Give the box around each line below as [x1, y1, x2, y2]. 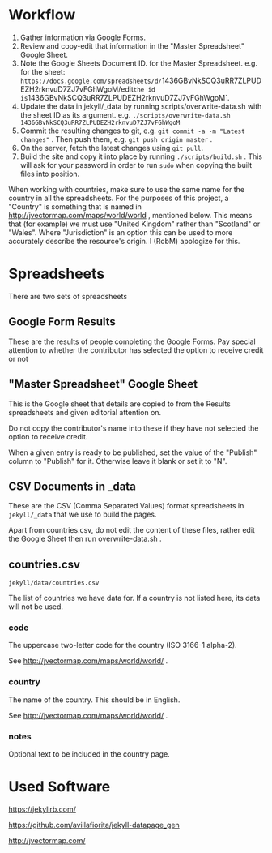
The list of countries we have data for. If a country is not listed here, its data [8, 594, 261, 603]
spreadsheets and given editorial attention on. [8, 407, 162, 417]
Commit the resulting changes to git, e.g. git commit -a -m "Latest [19, 126, 245, 135]
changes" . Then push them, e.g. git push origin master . [19, 134, 213, 144]
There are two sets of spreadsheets [8, 291, 128, 301]
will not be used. [8, 602, 63, 611]
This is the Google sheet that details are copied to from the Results [8, 399, 231, 409]
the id [133, 85, 155, 94]
